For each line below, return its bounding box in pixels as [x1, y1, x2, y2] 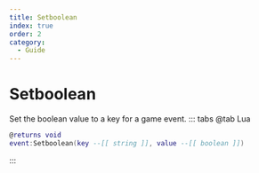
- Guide [17, 46, 46, 55]
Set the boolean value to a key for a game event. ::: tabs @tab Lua [9, 114, 251, 124]
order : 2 [9, 29, 42, 38]
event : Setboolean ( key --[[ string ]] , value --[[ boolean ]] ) [9, 138, 245, 147]
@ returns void [9, 130, 62, 140]
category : [9, 37, 46, 47]
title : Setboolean [9, 12, 77, 22]
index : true [9, 21, 53, 30]
